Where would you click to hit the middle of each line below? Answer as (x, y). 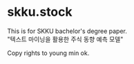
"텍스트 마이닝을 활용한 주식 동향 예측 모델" (65, 39)
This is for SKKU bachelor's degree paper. (67, 31)
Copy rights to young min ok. (48, 53)
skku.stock (40, 12)
